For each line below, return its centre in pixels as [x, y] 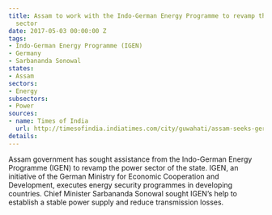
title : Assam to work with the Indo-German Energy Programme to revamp [132, 16]
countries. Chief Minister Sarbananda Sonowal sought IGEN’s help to [123, 193]
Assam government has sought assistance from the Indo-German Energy [130, 159]
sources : [23, 114]
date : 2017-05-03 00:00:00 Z [57, 31]
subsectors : [28, 99]
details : [23, 136]
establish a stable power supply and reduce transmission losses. [116, 202]
